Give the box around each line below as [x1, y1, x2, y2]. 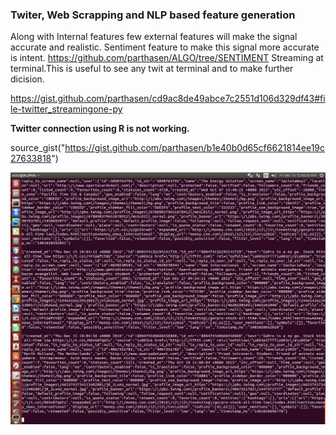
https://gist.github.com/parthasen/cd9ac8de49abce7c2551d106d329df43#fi [10, 93, 326, 105]
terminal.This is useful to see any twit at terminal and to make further [10, 63, 294, 75]
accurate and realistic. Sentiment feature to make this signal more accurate [10, 41, 320, 53]
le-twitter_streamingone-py [10, 103, 123, 115]
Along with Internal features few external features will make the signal [10, 31, 298, 43]
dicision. [10, 73, 45, 85]
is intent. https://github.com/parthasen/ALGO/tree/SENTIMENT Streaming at [10, 52, 324, 64]
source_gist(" [10, 142, 66, 154]
